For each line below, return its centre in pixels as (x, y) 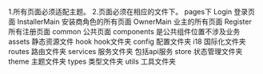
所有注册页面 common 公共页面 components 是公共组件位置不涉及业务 (124, 31)
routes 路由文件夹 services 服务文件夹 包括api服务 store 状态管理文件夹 (126, 51)
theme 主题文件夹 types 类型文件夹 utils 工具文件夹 (92, 61)
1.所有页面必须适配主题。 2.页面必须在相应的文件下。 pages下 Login (120, 12)
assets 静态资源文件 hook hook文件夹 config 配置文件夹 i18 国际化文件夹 (127, 41)
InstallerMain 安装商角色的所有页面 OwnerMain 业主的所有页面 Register (134, 21)
